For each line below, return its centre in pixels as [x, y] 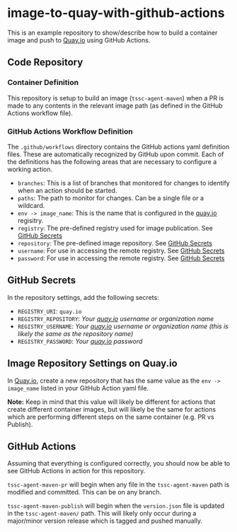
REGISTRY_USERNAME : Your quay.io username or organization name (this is [123, 326]
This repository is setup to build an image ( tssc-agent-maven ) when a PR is [116, 98]
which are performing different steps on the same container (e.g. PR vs [111, 417]
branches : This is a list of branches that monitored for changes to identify [123, 183]
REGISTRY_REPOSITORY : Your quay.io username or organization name [116, 318]
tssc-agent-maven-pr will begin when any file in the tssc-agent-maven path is [118, 485]
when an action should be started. [67, 190]
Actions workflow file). [40, 113]
